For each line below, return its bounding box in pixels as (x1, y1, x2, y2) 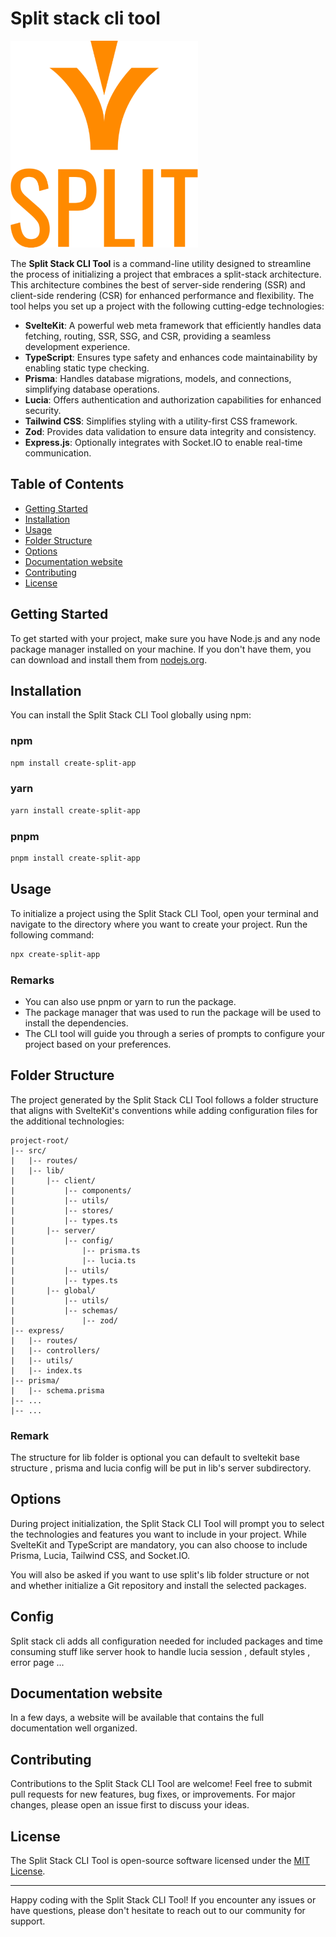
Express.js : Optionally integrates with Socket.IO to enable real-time (24, 436, 303, 448)
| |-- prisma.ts (10, 1245, 141, 1256)
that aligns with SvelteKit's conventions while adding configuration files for (10, 1104, 318, 1116)
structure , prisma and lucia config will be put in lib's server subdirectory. (10, 1462, 312, 1474)
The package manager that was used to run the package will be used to (24, 1006, 322, 1018)
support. (10, 1915, 46, 1927)
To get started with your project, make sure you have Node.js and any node (10, 632, 321, 644)
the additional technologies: (10, 1115, 125, 1127)
